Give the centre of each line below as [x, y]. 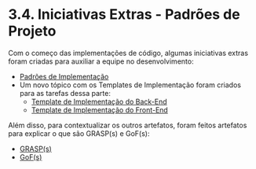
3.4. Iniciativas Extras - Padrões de [124, 15]
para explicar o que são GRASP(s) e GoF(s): [79, 133]
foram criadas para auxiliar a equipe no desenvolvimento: [101, 61]
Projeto [32, 31]
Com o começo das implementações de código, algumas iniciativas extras [128, 53]
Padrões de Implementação [64, 76]
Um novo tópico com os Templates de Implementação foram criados [130, 85]
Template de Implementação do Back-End [99, 101]
